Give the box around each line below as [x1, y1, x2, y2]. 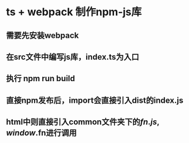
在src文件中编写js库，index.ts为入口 [6, 52, 139, 62]
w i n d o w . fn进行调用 [6, 128, 77, 138]
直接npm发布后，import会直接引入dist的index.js [6, 95, 184, 105]
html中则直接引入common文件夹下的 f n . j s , [6, 117, 160, 127]
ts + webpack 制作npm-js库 [6, 5, 142, 19]
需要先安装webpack [6, 30, 79, 40]
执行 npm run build [6, 74, 75, 83]
